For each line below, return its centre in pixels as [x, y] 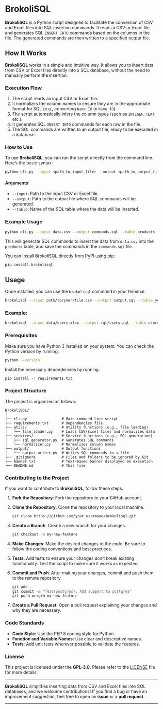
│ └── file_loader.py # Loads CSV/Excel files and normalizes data [80, 431]
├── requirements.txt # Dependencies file [54, 423]
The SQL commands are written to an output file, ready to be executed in [85, 129]
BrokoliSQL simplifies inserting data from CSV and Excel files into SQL [75, 686]
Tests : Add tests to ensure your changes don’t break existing [73, 558]
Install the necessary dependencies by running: [53, 369]
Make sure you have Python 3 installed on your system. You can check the [80, 346]
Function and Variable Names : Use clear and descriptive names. [77, 638]
